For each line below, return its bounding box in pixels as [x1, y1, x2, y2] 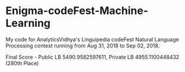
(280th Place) [5, 60, 39, 67]
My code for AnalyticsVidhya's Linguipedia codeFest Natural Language [5, 36, 179, 43]
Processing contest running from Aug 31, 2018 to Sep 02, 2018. [5, 42, 160, 49]
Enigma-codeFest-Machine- [5, 4, 149, 18]
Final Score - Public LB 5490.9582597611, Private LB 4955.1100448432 [5, 53, 180, 60]
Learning [5, 16, 51, 30]
